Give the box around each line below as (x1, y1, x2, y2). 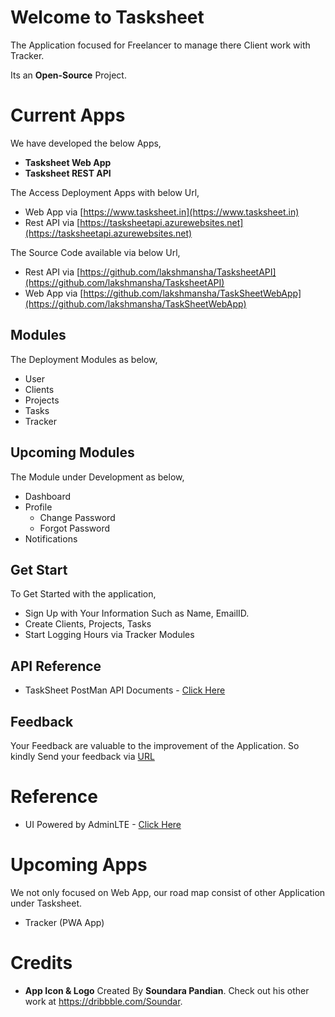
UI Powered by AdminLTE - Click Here (24, 818, 182, 830)
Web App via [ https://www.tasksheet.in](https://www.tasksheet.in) (24, 206, 300, 218)
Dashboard (24, 490, 72, 502)
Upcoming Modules (10, 444, 135, 461)
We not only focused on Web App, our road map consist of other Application (10, 886, 326, 898)
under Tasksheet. (10, 897, 83, 909)
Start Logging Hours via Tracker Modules (24, 629, 195, 641)
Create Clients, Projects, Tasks (24, 618, 152, 630)
